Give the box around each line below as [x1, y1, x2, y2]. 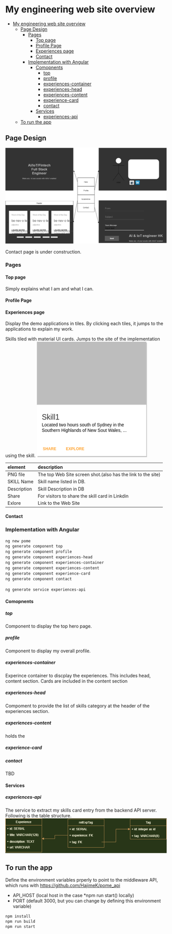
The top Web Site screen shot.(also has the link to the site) [37, 471, 161, 478]
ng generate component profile [5, 549, 72, 555]
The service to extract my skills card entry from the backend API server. [5, 807, 157, 813]
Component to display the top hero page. [5, 623, 92, 629]
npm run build [5, 919, 36, 924]
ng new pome [5, 538, 31, 543]
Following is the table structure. [5, 812, 72, 818]
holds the [5, 732, 25, 739]
